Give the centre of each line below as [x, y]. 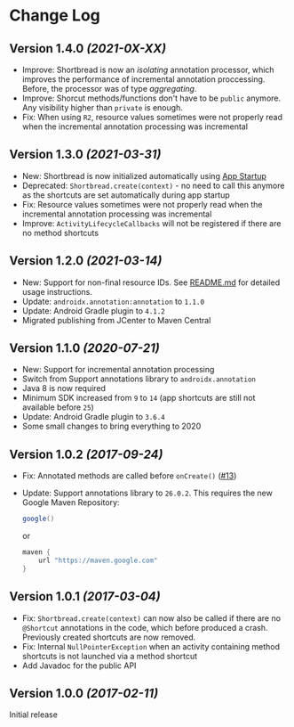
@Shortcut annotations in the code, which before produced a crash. [145, 627]
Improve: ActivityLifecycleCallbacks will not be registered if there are [151, 223]
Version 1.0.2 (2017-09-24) [86, 454]
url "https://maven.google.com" [98, 560]
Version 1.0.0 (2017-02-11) [83, 693]
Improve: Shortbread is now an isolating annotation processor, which [148, 69]
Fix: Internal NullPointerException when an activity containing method [151, 646]
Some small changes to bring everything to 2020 [111, 426]
